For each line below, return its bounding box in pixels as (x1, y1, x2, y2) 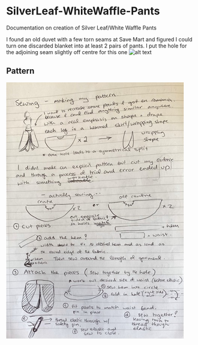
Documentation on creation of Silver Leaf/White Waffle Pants (6, 24, 157, 31)
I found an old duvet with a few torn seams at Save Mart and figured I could (6, 35, 193, 43)
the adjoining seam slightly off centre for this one (6, 48, 128, 55)
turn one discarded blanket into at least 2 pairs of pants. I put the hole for (6, 42, 187, 49)
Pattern (6, 66, 35, 76)
